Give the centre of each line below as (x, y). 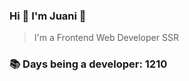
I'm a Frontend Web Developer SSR (106, 38)
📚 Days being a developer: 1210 (88, 64)
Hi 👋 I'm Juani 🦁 (48, 16)
